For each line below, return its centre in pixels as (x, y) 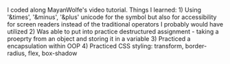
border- (196, 46)
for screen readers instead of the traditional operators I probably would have (115, 24)
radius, (17, 53)
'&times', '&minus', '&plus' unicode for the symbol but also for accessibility (112, 17)
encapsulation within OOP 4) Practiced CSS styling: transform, (95, 46)
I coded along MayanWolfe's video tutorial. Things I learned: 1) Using (104, 10)
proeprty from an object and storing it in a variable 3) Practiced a (99, 39)
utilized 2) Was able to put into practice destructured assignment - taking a (113, 31)
